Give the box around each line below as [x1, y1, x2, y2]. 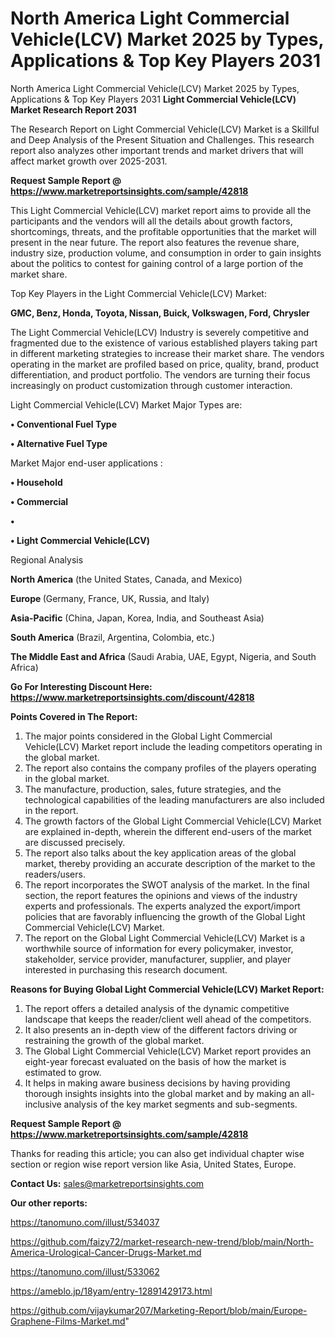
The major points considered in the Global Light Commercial [24, 730, 273, 742]
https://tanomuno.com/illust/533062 [10, 1265, 160, 1277]
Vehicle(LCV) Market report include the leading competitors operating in [24, 740, 323, 752]
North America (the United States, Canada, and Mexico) [10, 573, 243, 585]
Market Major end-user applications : [10, 457, 163, 469]
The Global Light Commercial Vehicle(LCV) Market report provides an [24, 1045, 312, 1057]
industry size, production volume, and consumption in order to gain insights [10, 247, 322, 259]
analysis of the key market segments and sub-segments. [63, 1098, 298, 1110]
